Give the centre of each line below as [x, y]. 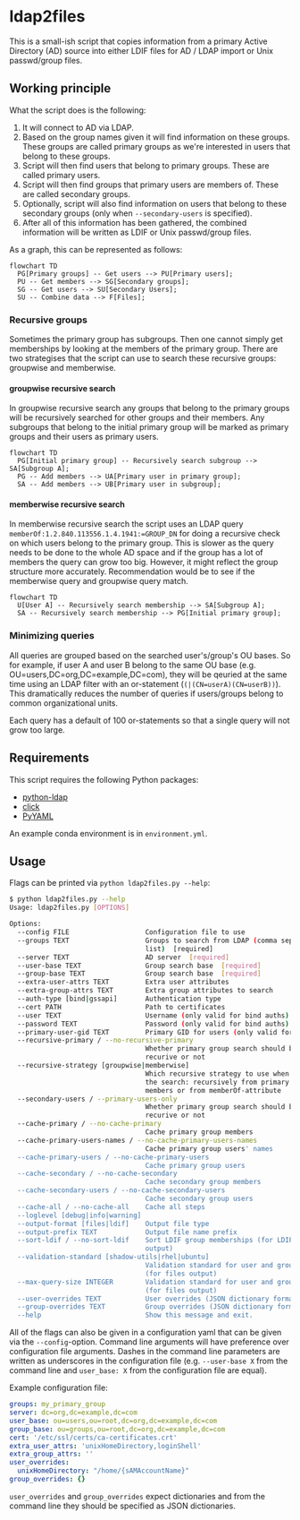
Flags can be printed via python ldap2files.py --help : [110, 883]
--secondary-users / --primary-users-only [97, 1099]
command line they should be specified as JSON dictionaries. [123, 1506]
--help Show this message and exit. [135, 1315]
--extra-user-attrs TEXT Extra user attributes [123, 983]
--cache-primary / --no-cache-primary [90, 1124]
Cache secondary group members [203, 1182]
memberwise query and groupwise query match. [99, 581]
